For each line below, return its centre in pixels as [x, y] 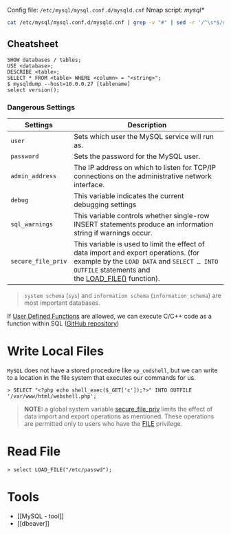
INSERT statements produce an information [143, 224]
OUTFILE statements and [112, 270]
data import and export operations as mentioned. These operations [119, 416]
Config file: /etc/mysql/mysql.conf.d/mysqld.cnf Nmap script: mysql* [106, 10]
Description [147, 125]
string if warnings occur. [113, 233]
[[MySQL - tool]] [40, 516]
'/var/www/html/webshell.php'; [52, 396]
